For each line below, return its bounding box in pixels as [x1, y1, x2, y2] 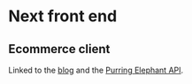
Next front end [8, 6, 118, 27]
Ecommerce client [8, 42, 111, 57]
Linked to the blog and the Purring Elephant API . [8, 65, 184, 75]
